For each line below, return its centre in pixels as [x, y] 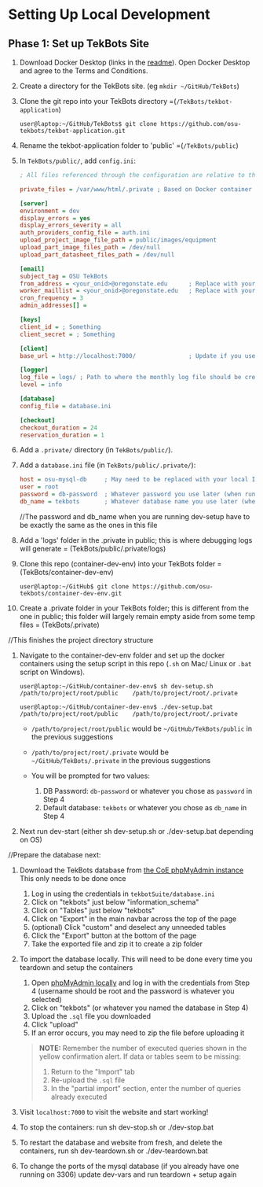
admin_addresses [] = [53, 306]
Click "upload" [55, 1024]
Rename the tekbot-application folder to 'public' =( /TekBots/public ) [129, 146]
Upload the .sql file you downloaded [91, 1016]
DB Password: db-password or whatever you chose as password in [148, 791]
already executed [79, 1097]
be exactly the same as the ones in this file [88, 525]
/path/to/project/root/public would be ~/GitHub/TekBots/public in [142, 728]
